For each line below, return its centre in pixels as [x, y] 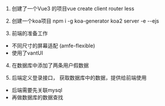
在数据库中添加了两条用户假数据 [50, 65]
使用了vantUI [27, 53]
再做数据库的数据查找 [37, 97]
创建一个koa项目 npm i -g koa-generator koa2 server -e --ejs [85, 21]
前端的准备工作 [30, 33]
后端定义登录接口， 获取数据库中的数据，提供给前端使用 [79, 78]
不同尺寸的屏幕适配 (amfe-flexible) [53, 46]
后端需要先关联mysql [37, 90]
